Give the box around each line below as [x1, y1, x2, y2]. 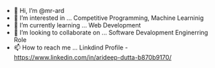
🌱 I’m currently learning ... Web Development [13, 21, 141, 29]
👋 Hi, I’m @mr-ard [13, 7, 65, 14]
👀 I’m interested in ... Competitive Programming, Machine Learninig [13, 14, 204, 22]
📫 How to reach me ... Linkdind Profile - [13, 43, 128, 52]
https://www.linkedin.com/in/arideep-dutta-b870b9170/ [13, 54, 172, 61]
